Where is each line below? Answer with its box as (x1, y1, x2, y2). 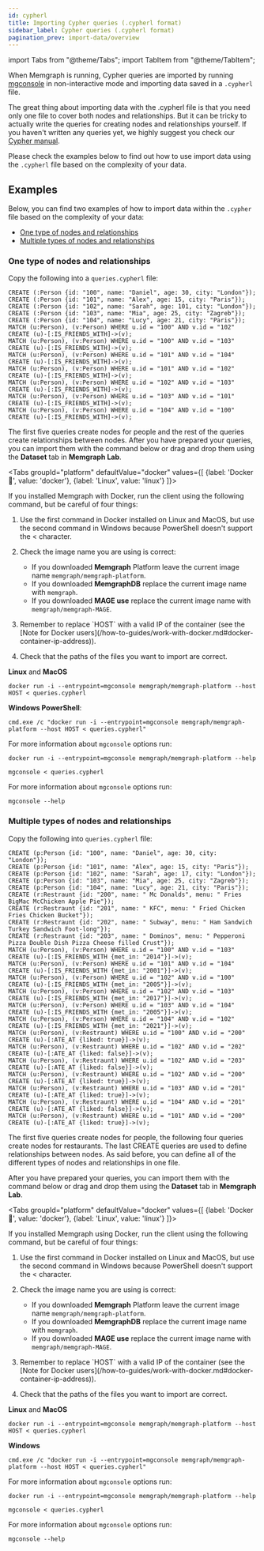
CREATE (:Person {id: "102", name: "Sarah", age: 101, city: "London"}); (8, 303, 257, 311)
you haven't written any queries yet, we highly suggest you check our (8, 128, 236, 137)
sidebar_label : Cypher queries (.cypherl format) (8, 26, 175, 34)
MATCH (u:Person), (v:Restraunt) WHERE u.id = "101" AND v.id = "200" (8, 1112, 246, 1120)
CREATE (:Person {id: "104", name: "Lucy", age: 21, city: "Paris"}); (8, 317, 246, 325)
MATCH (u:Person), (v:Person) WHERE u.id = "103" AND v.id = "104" (8, 1001, 236, 1009)
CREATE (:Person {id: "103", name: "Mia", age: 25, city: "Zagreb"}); (8, 310, 246, 318)
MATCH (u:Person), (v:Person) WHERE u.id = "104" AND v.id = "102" (8, 1015, 236, 1023)
